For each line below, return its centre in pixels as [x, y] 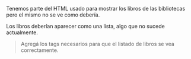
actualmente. [22, 32]
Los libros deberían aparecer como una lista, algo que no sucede [85, 26]
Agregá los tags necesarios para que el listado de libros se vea [98, 44]
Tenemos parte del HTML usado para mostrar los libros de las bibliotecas [96, 9]
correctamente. [39, 50]
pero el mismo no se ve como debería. [53, 15]
